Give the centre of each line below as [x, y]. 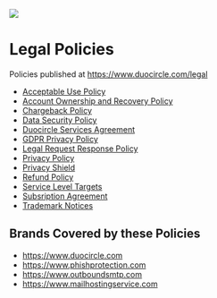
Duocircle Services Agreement [79, 129]
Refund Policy [48, 177]
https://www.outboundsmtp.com [82, 274]
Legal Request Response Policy [80, 149]
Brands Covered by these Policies [105, 234]
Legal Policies [62, 50]
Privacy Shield [49, 167]
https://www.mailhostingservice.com [90, 284]
